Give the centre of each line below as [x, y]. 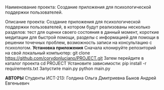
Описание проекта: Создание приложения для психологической [73, 22]
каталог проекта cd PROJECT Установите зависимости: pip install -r [76, 63]
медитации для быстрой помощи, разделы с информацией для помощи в [82, 37]
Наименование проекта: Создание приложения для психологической [78, 7]
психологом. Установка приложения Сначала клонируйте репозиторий [81, 48]
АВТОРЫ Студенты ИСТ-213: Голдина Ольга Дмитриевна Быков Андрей [81, 78]
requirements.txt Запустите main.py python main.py [58, 68]
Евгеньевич [17, 83]
